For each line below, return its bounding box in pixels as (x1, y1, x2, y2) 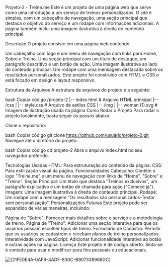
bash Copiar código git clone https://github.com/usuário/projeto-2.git (5, 132, 149, 138)
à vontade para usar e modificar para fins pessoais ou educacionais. (5, 247, 147, 253)
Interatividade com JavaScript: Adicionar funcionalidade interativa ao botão (5, 236, 162, 242)
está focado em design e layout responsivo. (5, 77, 96, 83)
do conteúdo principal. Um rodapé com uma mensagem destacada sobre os (5, 66, 163, 72)
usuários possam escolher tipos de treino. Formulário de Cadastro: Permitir (5, 226, 161, 231)
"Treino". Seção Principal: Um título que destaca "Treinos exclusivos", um (5, 179, 157, 184)
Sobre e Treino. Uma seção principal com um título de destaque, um (5, 56, 147, 62)
